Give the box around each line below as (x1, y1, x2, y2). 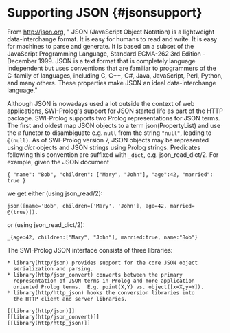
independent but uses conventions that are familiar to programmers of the (7, 64, 216, 72)
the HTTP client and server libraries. (13, 295, 128, 302)
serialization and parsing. (13, 265, 94, 272)
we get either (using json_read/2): (7, 189, 103, 197)
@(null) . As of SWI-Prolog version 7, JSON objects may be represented (7, 136, 209, 144)
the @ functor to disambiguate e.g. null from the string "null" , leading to (7, 129, 212, 137)
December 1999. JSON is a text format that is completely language (7, 56, 196, 65)
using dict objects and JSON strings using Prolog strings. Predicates (7, 143, 201, 151)
